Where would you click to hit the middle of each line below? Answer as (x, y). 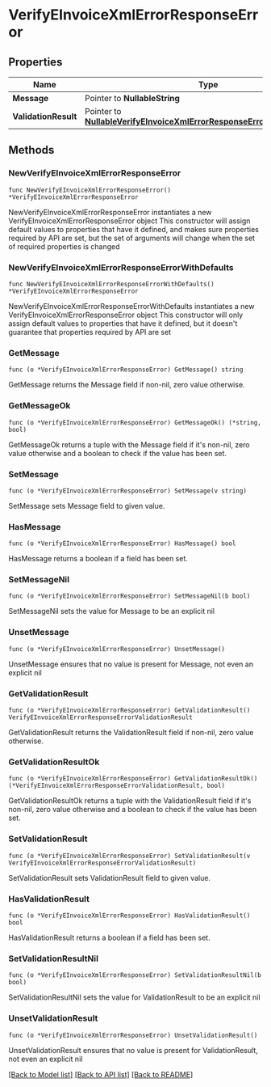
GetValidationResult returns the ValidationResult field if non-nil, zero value (131, 733)
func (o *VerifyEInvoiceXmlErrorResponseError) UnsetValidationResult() (133, 1035)
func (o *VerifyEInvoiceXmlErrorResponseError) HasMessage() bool (122, 543)
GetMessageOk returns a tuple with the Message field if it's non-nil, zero (129, 444)
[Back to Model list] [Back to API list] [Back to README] (101, 1074)
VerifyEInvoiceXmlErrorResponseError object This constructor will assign (129, 221)
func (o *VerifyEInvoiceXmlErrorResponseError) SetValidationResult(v (129, 856)
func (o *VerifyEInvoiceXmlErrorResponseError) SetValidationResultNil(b (135, 975)
